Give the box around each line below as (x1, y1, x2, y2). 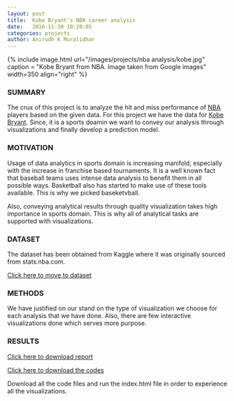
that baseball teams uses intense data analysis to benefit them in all (7, 174, 202, 182)
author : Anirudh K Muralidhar (7, 36, 96, 43)
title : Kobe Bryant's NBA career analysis (7, 17, 136, 24)
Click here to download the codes (7, 365, 105, 374)
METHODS (7, 288, 44, 298)
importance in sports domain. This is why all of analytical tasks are (7, 209, 199, 218)
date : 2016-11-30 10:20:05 (7, 23, 92, 30)
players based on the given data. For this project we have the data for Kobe (7, 111, 224, 119)
